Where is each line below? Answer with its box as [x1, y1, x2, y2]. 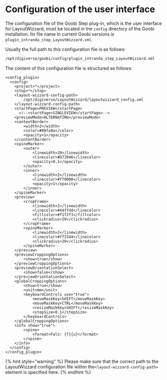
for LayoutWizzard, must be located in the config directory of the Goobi [5, 25, 155, 31]
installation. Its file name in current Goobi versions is [5, 31, 115, 37]
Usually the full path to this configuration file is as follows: [5, 46, 126, 52]
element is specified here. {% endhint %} [5, 369, 91, 375]
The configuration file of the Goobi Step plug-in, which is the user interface [5, 20, 162, 26]
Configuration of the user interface [5, 4, 155, 15]
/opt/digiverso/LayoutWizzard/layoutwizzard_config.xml [23, 97, 144, 102]
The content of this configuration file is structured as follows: [5, 65, 133, 71]
